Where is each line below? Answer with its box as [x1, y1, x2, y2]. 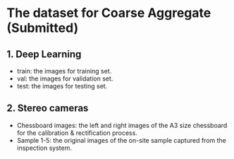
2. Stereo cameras [6, 102, 89, 114]
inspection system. [16, 143, 72, 152]
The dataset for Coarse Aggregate [6, 5, 211, 21]
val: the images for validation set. [16, 74, 113, 83]
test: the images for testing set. [16, 82, 108, 90]
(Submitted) [6, 20, 79, 36]
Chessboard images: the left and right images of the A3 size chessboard [16, 121, 228, 129]
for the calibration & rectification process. [16, 129, 138, 137]
